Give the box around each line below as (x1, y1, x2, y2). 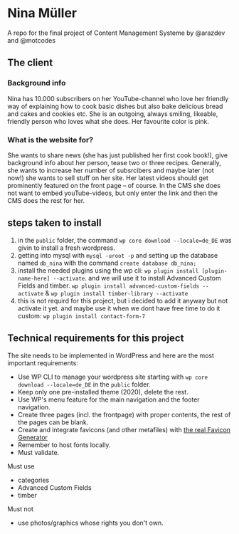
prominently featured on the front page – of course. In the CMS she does (7, 181, 221, 189)
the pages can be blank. (17, 418, 89, 426)
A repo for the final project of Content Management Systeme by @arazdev (7, 28, 225, 37)
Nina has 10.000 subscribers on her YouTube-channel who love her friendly (7, 94, 229, 103)
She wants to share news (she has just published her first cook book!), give (7, 151, 228, 159)
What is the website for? (7, 135, 94, 145)
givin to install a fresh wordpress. (17, 244, 115, 252)
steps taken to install (7, 217, 102, 229)
